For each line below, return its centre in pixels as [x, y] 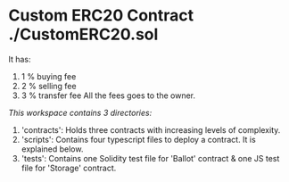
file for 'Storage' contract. [69, 168]
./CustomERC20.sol [83, 34]
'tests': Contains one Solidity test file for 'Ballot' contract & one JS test [150, 158]
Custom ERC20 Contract [101, 16]
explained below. [52, 149]
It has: [20, 59]
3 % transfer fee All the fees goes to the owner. [108, 95]
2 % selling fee [49, 86]
